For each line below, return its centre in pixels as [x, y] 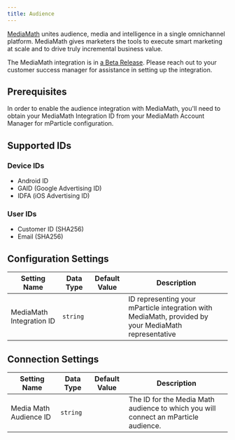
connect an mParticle [164, 417]
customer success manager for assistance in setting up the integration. [110, 69]
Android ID [33, 181]
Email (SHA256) [40, 236]
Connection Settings [53, 359]
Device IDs [26, 166]
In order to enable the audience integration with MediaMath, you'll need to [114, 109]
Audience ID [31, 417]
